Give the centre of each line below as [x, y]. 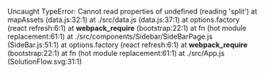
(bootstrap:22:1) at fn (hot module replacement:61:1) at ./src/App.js [116, 53]
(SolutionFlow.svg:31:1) [45, 61]
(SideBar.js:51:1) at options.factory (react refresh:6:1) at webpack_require [127, 45]
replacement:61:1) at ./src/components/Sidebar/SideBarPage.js [110, 36]
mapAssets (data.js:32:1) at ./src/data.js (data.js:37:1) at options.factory [123, 20]
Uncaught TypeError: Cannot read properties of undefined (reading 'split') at [132, 11]
